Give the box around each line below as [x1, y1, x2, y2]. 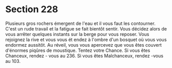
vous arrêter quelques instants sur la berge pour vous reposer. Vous [5, 31, 149, 37]
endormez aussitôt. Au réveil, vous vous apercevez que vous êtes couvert [5, 42, 162, 48]
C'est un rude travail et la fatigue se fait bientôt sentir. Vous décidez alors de [5, 25, 167, 31]
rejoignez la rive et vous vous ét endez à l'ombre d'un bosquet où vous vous [5, 37, 167, 43]
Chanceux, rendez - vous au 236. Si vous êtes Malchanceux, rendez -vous [5, 52, 163, 59]
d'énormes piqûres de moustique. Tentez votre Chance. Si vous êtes [5, 47, 150, 53]
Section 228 [5, 4, 59, 15]
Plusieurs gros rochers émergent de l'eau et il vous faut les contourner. [5, 20, 156, 26]
